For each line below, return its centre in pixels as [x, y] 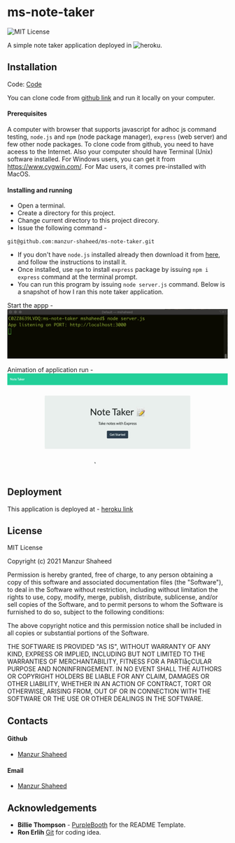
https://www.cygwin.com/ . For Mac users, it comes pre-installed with [107, 166]
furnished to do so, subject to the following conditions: [86, 612]
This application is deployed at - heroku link [70, 509]
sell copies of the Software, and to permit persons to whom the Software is [115, 605]
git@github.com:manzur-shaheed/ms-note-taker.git [81, 242]
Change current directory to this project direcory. [88, 221]
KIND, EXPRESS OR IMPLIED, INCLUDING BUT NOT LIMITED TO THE [106, 654]
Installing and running [40, 190]
